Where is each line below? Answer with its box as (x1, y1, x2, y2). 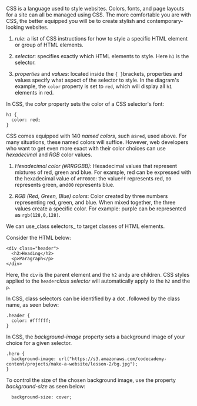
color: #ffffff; (11, 318, 51, 324)
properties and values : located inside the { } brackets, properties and (14, 71, 183, 77)
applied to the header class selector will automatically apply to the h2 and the (6, 277, 191, 284)
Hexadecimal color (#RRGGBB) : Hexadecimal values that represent (14, 163, 178, 169)
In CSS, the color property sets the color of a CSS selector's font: (6, 100, 165, 108)
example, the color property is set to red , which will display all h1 (14, 83, 172, 90)
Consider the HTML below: (6, 234, 72, 241)
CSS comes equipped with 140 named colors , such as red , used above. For (6, 132, 187, 139)
